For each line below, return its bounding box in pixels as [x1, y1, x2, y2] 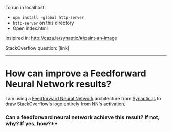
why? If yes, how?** [5, 120, 58, 127]
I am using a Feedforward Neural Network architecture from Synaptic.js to [5, 95, 161, 101]
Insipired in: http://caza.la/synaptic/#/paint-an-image [5, 35, 117, 41]
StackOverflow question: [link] [5, 45, 70, 51]
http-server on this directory [12, 20, 74, 26]
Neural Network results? [5, 79, 112, 90]
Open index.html [12, 25, 48, 31]
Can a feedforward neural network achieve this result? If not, [5, 114, 160, 121]
